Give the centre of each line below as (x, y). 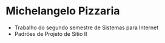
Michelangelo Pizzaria (63, 11)
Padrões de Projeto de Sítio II (51, 33)
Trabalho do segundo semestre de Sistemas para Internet (86, 27)
